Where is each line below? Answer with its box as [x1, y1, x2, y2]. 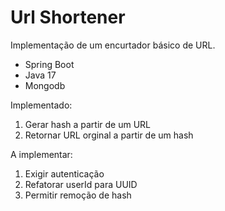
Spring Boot [24, 58, 75, 70]
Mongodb [24, 79, 66, 91]
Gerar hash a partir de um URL [24, 118, 152, 130]
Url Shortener [10, 6, 126, 29]
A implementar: [10, 148, 73, 160]
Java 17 [24, 69, 57, 81]
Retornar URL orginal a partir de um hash [24, 129, 194, 141]
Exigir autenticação [24, 167, 105, 180]
